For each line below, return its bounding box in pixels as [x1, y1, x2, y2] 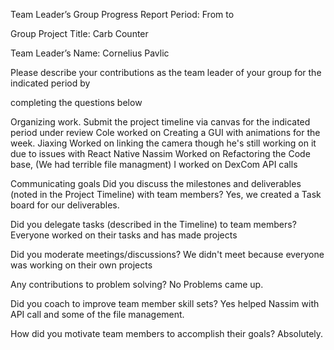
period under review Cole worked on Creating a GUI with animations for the [10, 127, 321, 138]
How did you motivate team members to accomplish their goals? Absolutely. [10, 328, 324, 339]
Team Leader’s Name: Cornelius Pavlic [10, 47, 170, 59]
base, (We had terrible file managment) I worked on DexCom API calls [10, 159, 298, 170]
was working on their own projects [10, 259, 153, 271]
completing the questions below [10, 97, 143, 108]
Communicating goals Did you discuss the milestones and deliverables [10, 178, 302, 189]
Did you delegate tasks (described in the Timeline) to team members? [10, 219, 297, 230]
